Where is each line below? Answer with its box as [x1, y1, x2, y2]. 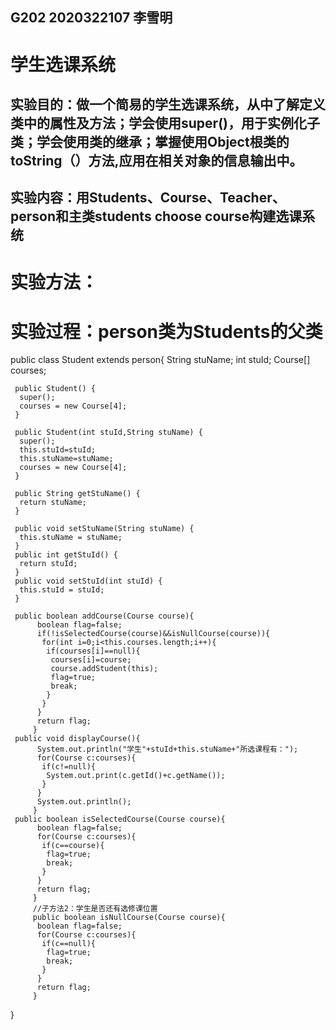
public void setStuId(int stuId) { [14, 576, 163, 587]
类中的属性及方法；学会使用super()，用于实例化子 [10, 114, 320, 132]
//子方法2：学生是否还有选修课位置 [32, 904, 158, 914]
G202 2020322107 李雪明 [10, 9, 173, 27]
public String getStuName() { [14, 489, 141, 499]
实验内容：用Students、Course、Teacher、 [10, 189, 286, 207]
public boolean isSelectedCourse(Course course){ [14, 814, 226, 825]
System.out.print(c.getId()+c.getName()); [46, 771, 226, 781]
